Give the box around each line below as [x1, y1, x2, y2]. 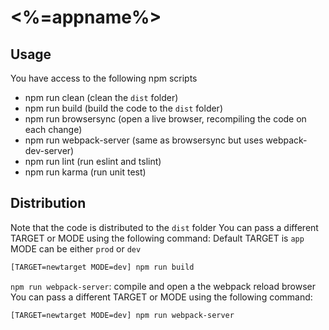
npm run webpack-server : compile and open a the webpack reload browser [10, 280, 316, 292]
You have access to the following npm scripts [10, 72, 198, 84]
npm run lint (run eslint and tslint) [24, 156, 162, 167]
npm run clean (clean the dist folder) [24, 92, 179, 103]
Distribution [10, 195, 87, 212]
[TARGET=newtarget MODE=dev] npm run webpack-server [10, 310, 235, 320]
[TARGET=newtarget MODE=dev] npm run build [10, 262, 195, 272]
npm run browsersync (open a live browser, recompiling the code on [24, 113, 307, 125]
